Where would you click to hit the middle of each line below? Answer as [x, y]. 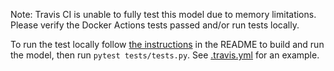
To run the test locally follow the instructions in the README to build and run [167, 44]
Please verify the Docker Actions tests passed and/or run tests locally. [155, 25]
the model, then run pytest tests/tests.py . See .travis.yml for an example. [165, 55]
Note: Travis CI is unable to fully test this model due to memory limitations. [163, 14]
